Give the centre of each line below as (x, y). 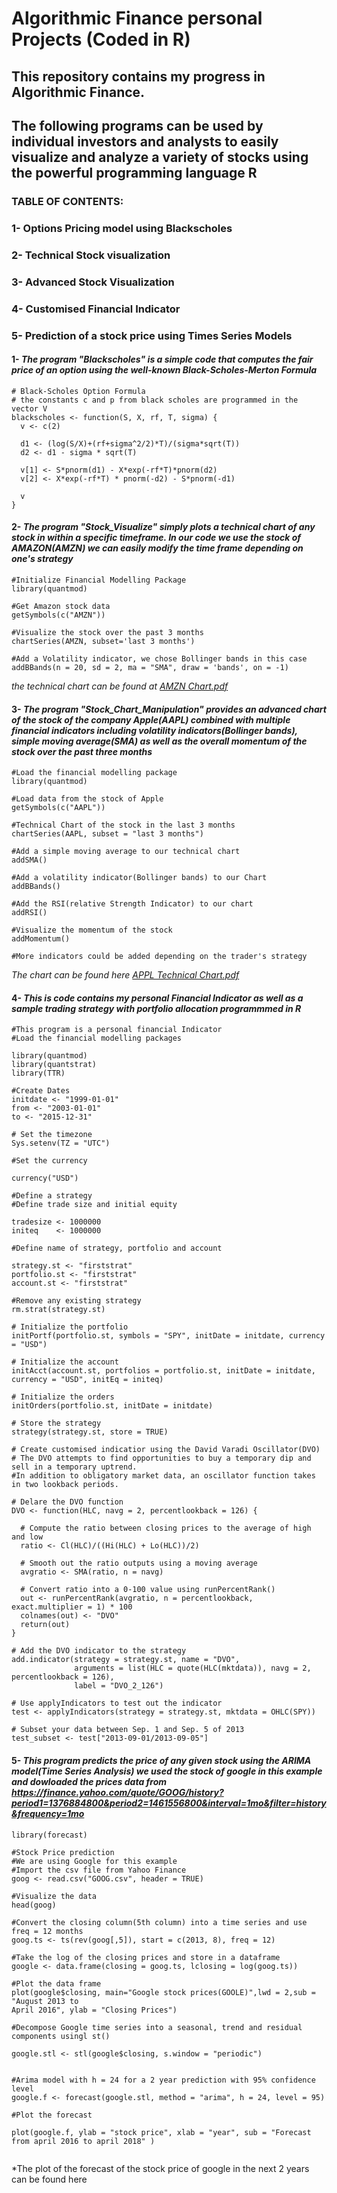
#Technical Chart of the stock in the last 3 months (123, 825)
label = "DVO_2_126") (119, 1686)
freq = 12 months (47, 1931)
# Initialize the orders (63, 1397)
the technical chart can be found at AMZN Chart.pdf (120, 686)
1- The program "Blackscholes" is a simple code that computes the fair (162, 359)
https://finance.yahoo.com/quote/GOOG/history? (117, 1792)
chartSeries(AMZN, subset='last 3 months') (103, 641)
